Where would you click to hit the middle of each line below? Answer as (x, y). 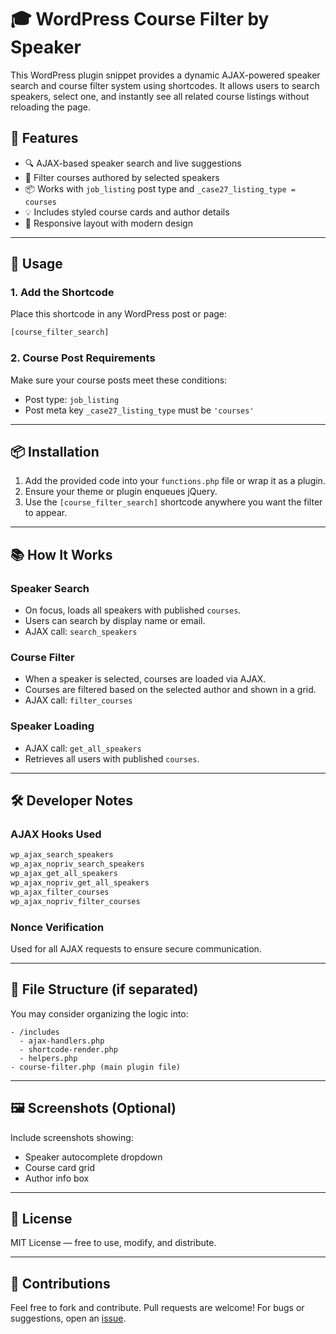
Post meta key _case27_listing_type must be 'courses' (139, 410)
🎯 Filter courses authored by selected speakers (122, 177)
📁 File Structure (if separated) (104, 989)
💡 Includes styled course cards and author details (127, 212)
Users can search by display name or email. (115, 621)
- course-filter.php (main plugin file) (96, 1067)
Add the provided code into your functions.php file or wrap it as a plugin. (175, 481)
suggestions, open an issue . (68, 1318)
